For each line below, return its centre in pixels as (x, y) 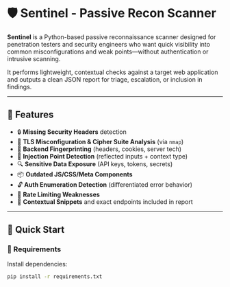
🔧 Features (30, 115)
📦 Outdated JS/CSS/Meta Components (75, 174)
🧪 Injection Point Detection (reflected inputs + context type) (102, 156)
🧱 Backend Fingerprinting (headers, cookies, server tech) (99, 149)
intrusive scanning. (34, 58)
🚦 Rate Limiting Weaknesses (59, 194)
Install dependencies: (37, 264)
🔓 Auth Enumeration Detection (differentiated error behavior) (105, 184)
